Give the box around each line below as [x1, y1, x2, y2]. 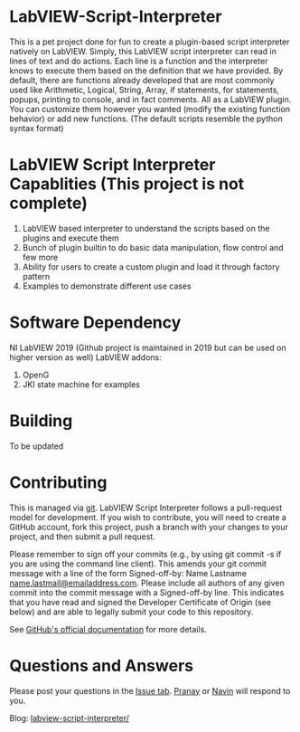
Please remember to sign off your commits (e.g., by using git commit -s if [9, 548, 282, 559]
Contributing [9, 472, 108, 492]
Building [9, 411, 73, 431]
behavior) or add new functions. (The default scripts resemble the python [9, 113, 283, 124]
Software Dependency [9, 312, 182, 333]
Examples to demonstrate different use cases [22, 280, 192, 291]
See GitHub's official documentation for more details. [9, 623, 208, 634]
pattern [22, 271, 51, 281]
